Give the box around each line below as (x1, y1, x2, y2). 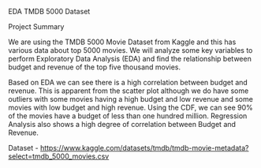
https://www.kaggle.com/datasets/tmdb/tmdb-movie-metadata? (39, 144, 249, 152)
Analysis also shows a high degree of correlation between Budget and (8, 120, 237, 129)
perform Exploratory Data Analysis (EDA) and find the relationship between (8, 54, 252, 63)
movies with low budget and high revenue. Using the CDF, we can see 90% (8, 103, 254, 112)
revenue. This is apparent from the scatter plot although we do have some (8, 86, 249, 95)
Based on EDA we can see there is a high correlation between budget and (8, 78, 248, 87)
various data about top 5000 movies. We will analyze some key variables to (8, 46, 253, 54)
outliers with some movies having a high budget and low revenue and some (8, 95, 254, 103)
